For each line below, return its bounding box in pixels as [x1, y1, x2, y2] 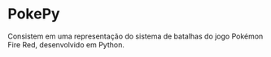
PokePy [7, 5, 60, 23]
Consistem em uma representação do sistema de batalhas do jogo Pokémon [7, 31, 264, 41]
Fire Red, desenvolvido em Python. [7, 39, 125, 49]
